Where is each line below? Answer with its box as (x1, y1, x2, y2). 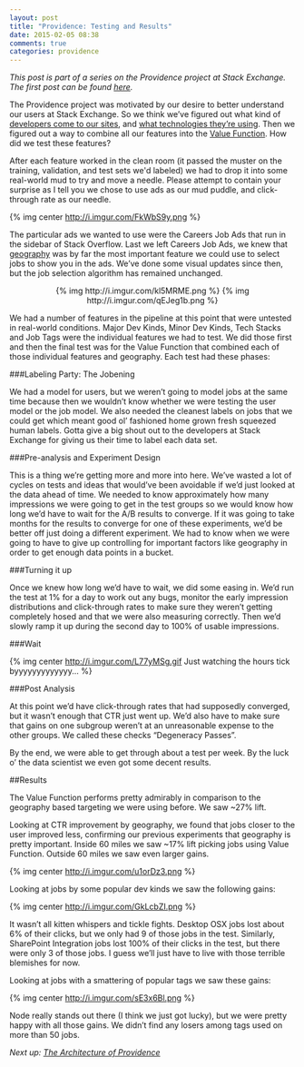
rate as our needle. (40, 194, 112, 205)
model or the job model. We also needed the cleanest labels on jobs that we (9, 406, 293, 417)
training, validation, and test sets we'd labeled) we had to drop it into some (9, 165, 289, 176)
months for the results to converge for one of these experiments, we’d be (9, 519, 283, 529)
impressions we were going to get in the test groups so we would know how (9, 499, 294, 509)
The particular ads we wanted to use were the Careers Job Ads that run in (9, 229, 287, 241)
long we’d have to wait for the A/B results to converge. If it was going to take (9, 509, 295, 519)
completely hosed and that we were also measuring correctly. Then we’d (9, 611, 281, 622)
